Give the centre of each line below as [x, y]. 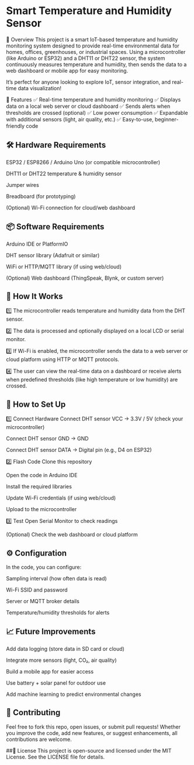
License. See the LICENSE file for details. [56, 757]
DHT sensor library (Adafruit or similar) [53, 255]
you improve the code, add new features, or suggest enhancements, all [92, 733]
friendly [15, 126]
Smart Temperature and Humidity [89, 11]
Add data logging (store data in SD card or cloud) [65, 648]
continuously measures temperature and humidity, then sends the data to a [96, 64]
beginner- [167, 119]
